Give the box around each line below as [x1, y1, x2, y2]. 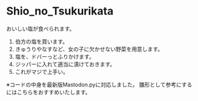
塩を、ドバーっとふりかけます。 [15, 53, 95, 60]
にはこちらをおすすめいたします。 [6, 88, 91, 96]
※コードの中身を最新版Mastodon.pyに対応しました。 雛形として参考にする [6, 80, 193, 88]
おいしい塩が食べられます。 [6, 25, 75, 32]
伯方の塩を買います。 [15, 37, 68, 45]
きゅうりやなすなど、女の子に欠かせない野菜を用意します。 [15, 45, 163, 53]
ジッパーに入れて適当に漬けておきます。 [15, 60, 116, 68]
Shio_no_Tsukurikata [6, 4, 114, 18]
